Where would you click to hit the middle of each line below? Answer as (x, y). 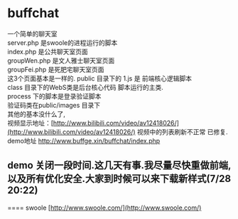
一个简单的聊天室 (32, 34)
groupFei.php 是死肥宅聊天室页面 (56, 69)
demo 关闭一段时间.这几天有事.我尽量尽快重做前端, (119, 165)
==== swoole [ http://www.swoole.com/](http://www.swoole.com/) (104, 208)
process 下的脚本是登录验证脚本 (54, 96)
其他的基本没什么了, (37, 114)
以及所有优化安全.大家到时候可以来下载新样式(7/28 (119, 179)
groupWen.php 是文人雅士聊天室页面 (61, 60)
